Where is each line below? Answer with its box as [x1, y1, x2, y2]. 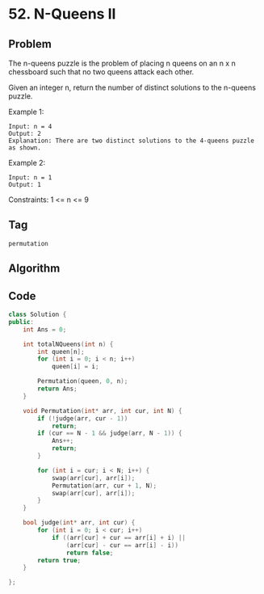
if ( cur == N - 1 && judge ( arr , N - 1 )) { [37, 429, 182, 437]
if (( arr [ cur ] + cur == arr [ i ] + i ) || [51, 533, 186, 541]
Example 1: [8, 107, 44, 116]
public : [8, 318, 35, 326]
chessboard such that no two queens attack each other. [8, 67, 195, 77]
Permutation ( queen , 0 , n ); [37, 377, 128, 385]
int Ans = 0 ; [23, 325, 67, 334]
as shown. [8, 144, 42, 152]
